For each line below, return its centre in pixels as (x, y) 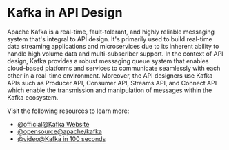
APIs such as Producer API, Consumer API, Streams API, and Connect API (112, 83)
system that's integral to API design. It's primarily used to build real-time (110, 39)
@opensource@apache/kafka (59, 131)
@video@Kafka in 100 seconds (61, 138)
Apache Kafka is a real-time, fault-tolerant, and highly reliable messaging (111, 32)
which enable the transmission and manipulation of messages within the (110, 90)
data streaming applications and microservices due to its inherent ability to (113, 46)
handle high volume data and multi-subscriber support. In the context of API (115, 54)
